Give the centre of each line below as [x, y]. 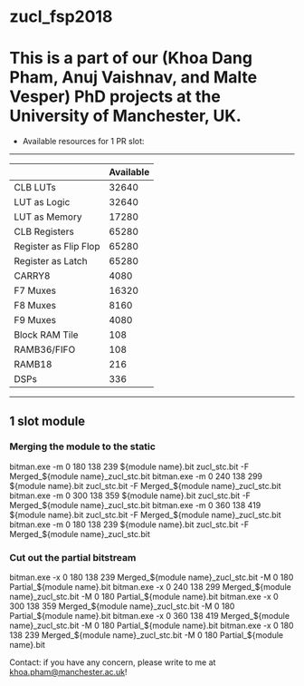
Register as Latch [51, 261]
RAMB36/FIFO [45, 349]
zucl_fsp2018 [61, 17]
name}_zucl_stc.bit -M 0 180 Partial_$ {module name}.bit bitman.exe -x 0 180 [152, 626]
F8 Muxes [35, 306]
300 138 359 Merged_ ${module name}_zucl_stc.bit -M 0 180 [122, 606]
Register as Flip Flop [57, 247]
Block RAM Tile [46, 335]
